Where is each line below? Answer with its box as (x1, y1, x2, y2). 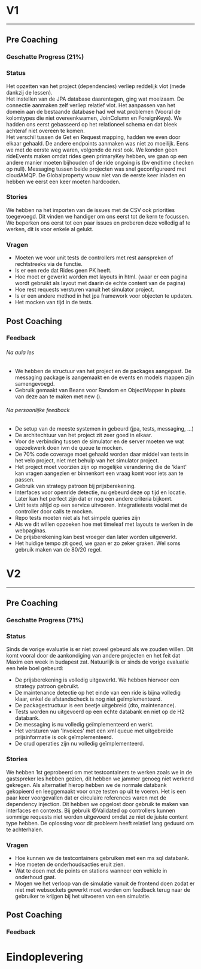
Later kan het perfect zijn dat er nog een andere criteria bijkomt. (14, 495, 173, 502)
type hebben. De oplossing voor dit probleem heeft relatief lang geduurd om (6, 819, 194, 826)
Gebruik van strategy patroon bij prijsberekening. (14, 482, 136, 489)
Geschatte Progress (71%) (6, 616, 84, 625)
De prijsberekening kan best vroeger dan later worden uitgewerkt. (14, 533, 178, 540)
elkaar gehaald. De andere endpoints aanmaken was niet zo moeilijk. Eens (6, 140, 189, 147)
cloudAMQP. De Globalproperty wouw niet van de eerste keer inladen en (6, 171, 185, 178)
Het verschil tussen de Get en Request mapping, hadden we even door (6, 133, 181, 141)
